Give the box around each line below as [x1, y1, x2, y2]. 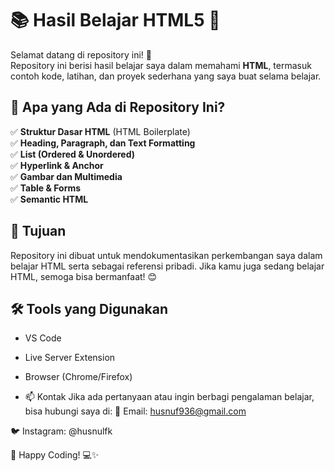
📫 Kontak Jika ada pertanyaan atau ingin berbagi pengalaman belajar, [24, 391, 315, 403]
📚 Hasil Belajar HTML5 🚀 [10, 9, 221, 32]
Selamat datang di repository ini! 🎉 [10, 48, 152, 61]
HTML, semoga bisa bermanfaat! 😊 [10, 270, 158, 282]
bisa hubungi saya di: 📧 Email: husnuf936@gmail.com [24, 405, 247, 417]
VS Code [24, 332, 62, 344]
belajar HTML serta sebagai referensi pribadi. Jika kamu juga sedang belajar [10, 260, 325, 272]
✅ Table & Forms [10, 182, 82, 194]
